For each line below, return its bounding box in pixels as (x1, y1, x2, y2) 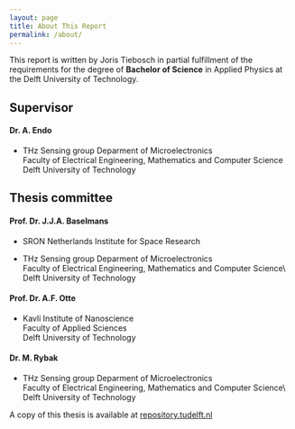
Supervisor (9, 100, 74, 115)
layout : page (9, 13, 59, 23)
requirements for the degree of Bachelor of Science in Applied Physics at (9, 64, 283, 75)
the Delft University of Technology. (9, 74, 139, 85)
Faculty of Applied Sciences (22, 322, 128, 333)
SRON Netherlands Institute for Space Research (22, 235, 201, 246)
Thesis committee (9, 190, 114, 205)
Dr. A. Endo (9, 125, 52, 136)
